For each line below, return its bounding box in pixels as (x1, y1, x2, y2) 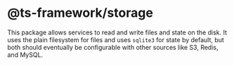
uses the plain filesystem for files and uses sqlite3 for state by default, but (7, 35, 225, 44)
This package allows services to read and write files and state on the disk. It (7, 28, 227, 37)
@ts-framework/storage (7, 5, 153, 21)
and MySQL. (7, 51, 44, 59)
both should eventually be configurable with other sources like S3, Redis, (7, 43, 219, 51)
